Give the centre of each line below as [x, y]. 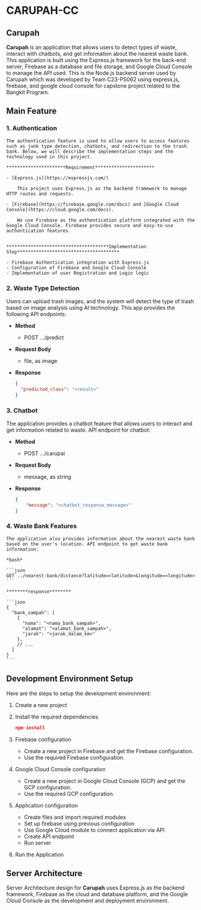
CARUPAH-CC [42, 11]
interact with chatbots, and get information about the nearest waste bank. [97, 54]
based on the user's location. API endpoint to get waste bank [87, 544]
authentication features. [39, 231]
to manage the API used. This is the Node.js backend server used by [91, 73]
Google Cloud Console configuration [60, 769]
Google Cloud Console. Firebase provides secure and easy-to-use [90, 225]
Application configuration [46, 805]
